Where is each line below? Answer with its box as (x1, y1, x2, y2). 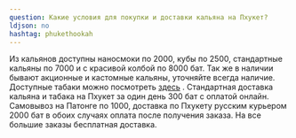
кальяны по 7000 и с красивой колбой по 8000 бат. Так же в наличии (9, 63, 274, 73)
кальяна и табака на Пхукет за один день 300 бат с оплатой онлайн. (9, 91, 269, 102)
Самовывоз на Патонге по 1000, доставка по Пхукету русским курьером (9, 101, 287, 111)
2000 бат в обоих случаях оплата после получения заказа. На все (9, 110, 262, 120)
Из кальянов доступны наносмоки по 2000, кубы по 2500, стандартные (9, 54, 283, 65)
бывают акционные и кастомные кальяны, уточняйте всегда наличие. (9, 73, 276, 83)
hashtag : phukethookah (9, 29, 93, 38)
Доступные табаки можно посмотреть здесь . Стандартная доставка (9, 81, 274, 93)
